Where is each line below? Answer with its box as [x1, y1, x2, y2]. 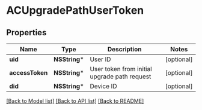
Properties [6, 27, 47, 38]
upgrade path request [90, 72, 151, 81]
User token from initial [90, 65, 152, 73]
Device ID [90, 82, 117, 90]
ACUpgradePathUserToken [6, 4, 144, 17]
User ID [90, 55, 111, 63]
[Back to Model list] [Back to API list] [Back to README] [6, 97, 144, 105]
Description [107, 45, 142, 53]
